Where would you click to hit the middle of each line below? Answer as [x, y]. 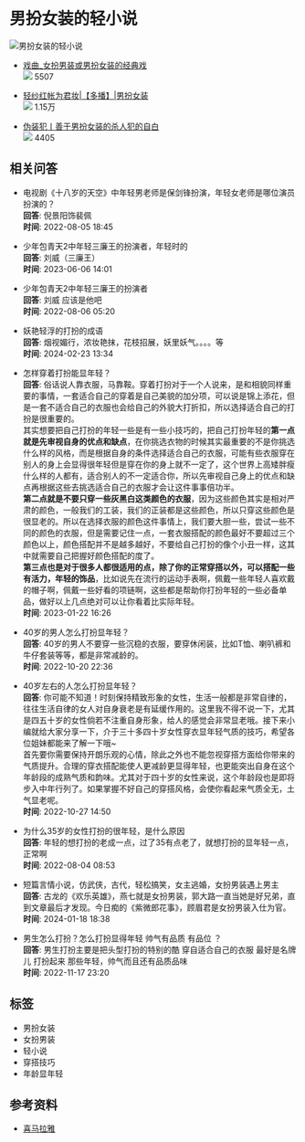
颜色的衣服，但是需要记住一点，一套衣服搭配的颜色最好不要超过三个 [167, 533]
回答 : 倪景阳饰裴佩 [57, 215]
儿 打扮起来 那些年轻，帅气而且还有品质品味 [105, 961]
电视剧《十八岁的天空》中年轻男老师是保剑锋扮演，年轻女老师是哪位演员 [158, 192]
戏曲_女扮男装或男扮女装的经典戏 [85, 65]
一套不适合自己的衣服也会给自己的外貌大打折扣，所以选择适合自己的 [159, 407]
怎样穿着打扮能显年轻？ [67, 373]
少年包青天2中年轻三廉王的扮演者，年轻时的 [105, 246]
